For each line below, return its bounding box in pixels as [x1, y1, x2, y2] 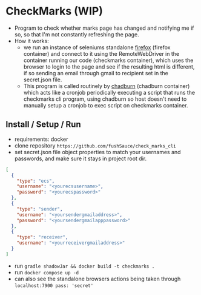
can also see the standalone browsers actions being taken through [14, 275, 181, 282]
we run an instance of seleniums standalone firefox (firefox [23, 44, 171, 51]
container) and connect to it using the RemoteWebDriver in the [23, 50, 180, 57]
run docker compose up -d [14, 268, 79, 276]
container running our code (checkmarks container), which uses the [23, 56, 194, 64]
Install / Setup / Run [5, 120, 81, 130]
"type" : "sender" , [16, 206, 63, 212]
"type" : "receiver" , [16, 234, 68, 240]
